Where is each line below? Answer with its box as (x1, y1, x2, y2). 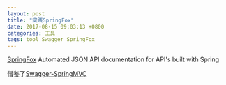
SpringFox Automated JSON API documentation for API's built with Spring (7, 55, 220, 63)
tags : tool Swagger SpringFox (7, 36, 96, 43)
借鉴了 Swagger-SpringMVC (7, 70, 87, 78)
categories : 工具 (7, 29, 56, 37)
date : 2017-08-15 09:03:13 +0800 (7, 23, 105, 30)
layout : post (7, 10, 45, 17)
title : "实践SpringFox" (7, 17, 75, 24)
